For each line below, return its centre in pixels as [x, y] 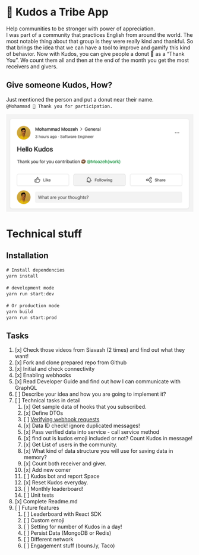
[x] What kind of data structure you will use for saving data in [98, 451]
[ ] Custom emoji [44, 521]
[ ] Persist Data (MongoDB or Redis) [67, 533]
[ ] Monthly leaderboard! [53, 489]
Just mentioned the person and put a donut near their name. [80, 99]
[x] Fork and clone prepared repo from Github [71, 362]
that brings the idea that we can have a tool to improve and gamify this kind [98, 48]
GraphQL [26, 388]
